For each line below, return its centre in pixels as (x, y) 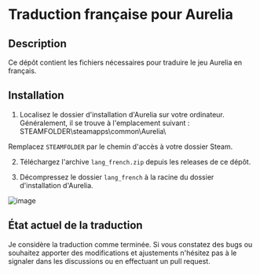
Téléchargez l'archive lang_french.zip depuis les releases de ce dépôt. (135, 161)
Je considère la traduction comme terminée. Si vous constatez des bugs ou (130, 244)
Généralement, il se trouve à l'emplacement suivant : (104, 123)
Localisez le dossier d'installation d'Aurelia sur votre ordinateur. (122, 114)
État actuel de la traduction (75, 226)
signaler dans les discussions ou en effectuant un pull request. (109, 261)
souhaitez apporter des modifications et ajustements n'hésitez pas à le (123, 253)
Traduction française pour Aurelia (121, 15)
